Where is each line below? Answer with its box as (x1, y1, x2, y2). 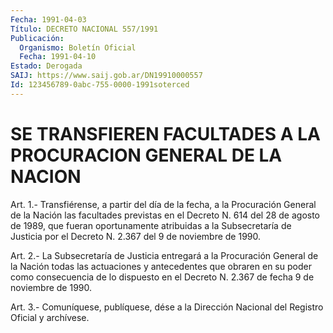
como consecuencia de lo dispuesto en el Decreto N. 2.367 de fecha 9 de (10, 271, 315, 283)
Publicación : (10, 33, 65, 43)
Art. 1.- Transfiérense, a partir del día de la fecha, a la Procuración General (10, 198, 317, 210)
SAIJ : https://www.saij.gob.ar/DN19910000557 (10, 71, 203, 81)
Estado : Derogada (10, 61, 83, 71)
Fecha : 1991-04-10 (19, 52, 97, 62)
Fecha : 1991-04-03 (10, 14, 87, 25)
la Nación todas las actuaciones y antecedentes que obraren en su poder (10, 260, 312, 272)
